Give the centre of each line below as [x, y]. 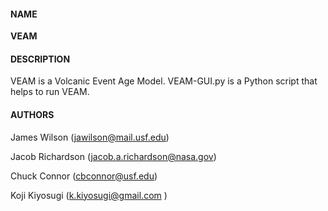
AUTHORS [32, 114]
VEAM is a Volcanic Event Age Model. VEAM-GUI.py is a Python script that [164, 81]
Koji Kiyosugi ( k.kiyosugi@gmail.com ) [89, 195]
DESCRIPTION [40, 59]
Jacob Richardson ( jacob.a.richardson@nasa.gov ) [113, 156]
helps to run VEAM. [50, 92]
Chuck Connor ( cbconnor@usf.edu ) [84, 176]
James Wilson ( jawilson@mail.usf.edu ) [90, 137]
